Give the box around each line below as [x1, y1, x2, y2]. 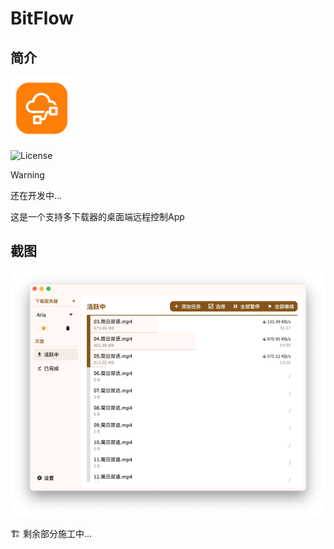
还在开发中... [10, 190, 63, 201]
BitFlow [10, 7, 75, 30]
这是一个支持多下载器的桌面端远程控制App [10, 211, 185, 222]
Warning [10, 169, 45, 181]
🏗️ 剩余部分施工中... [10, 528, 92, 540]
